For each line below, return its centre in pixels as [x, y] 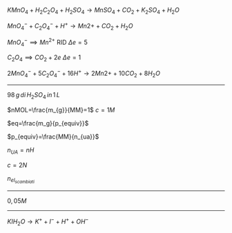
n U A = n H [21, 151]
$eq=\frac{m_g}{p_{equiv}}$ [48, 123]
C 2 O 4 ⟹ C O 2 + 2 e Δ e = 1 [44, 58]
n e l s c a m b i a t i [21, 179]
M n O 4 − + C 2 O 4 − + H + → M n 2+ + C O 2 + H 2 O [70, 26]
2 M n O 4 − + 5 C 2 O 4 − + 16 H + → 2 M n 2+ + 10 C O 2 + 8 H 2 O [84, 73]
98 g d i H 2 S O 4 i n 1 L [33, 95]
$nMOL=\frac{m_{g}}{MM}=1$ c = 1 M [61, 110]
